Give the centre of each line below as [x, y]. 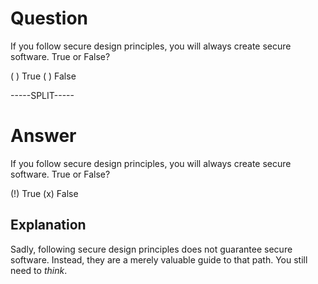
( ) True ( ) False [43, 76]
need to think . [39, 270]
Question [49, 18]
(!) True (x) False [44, 193]
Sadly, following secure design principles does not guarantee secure [151, 249]
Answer [43, 136]
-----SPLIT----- [42, 95]
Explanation [48, 225]
